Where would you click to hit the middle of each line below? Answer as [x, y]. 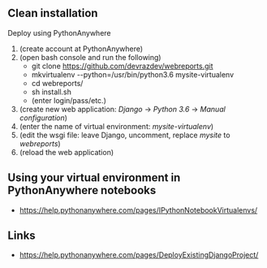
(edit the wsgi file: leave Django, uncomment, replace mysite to [125, 135]
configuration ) [43, 118]
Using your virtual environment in [94, 178]
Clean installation [53, 13]
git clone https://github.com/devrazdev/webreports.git [122, 66]
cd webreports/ [57, 83]
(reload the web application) [67, 152]
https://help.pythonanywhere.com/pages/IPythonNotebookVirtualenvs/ [138, 210]
